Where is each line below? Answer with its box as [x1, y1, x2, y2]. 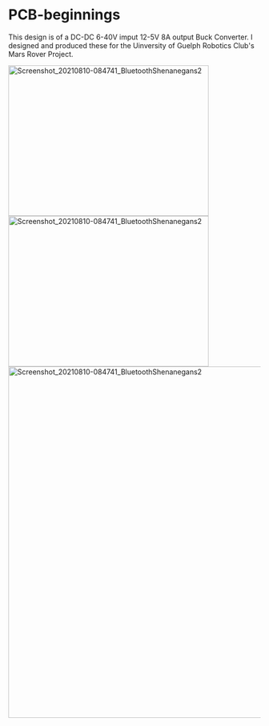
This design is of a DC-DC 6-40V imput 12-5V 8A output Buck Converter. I [8, 32, 254, 42]
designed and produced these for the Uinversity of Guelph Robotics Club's [8, 40, 255, 50]
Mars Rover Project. [8, 49, 74, 59]
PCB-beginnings [8, 6, 121, 24]
